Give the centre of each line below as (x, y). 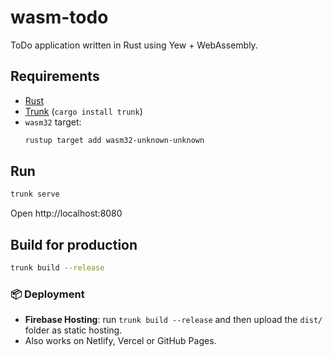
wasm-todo (59, 17)
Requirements (55, 76)
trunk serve (35, 194)
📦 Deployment (47, 294)
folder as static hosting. (73, 330)
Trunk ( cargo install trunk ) (83, 111)
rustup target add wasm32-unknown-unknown (114, 140)
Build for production (74, 244)
